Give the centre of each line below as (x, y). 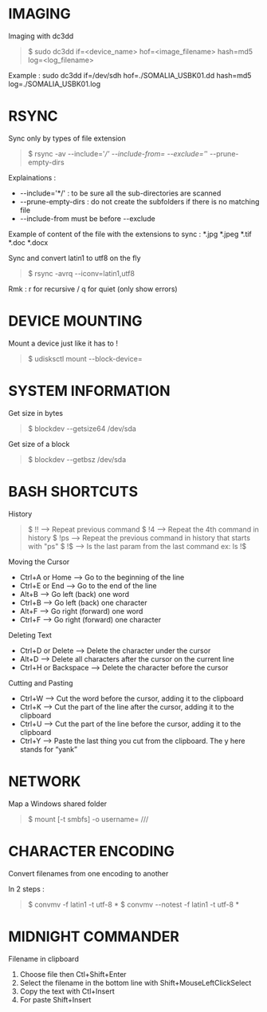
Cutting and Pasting (41, 682)
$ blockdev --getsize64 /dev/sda (82, 429)
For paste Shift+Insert (55, 999)
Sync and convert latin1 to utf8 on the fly (75, 258)
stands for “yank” (49, 749)
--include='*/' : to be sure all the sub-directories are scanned (120, 193)
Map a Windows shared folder (58, 804)
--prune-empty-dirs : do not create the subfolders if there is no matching (139, 201)
